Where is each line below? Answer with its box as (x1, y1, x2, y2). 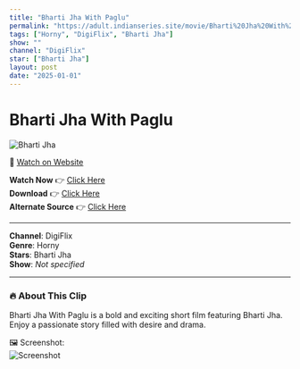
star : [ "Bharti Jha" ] (9, 55, 90, 63)
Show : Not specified (9, 258, 85, 269)
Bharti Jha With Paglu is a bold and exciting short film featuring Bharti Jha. (9, 309, 283, 320)
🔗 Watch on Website (9, 156, 84, 167)
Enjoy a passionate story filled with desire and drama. (9, 319, 206, 330)
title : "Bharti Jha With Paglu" (9, 13, 129, 22)
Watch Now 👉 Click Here (9, 174, 105, 185)
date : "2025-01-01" (9, 71, 82, 80)
